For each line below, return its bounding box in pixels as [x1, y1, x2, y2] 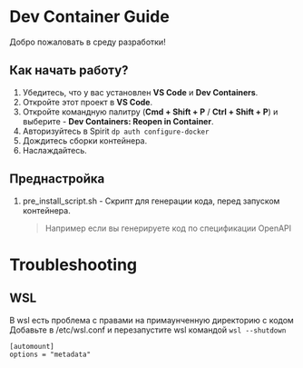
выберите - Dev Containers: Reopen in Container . [22, 115, 214, 126]
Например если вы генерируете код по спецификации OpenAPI [44, 223, 292, 234]
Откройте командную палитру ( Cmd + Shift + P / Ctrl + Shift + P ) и [22, 106, 279, 117]
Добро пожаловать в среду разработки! [9, 36, 166, 47]
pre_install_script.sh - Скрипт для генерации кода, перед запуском [22, 195, 280, 206]
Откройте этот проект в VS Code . [22, 96, 152, 107]
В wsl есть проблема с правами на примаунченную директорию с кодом [9, 314, 295, 325]
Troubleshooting [9, 254, 138, 274]
